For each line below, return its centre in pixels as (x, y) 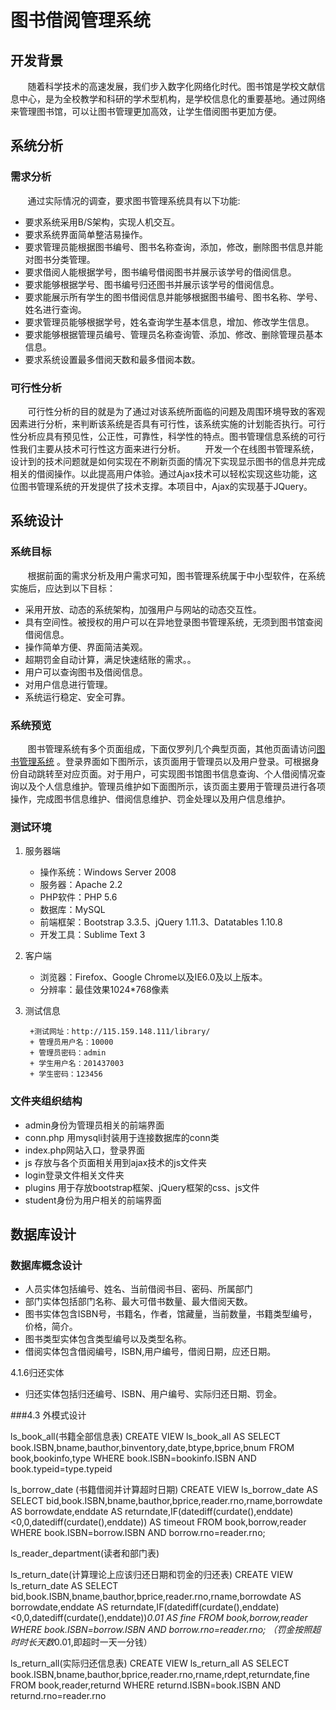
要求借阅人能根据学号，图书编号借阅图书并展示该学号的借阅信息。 (160, 272)
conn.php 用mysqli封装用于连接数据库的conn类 (122, 1137)
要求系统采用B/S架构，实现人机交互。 (102, 222)
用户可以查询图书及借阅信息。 (86, 672)
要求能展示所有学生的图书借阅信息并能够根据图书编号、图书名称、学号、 (173, 297)
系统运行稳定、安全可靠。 (77, 697)
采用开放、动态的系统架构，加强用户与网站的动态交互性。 (143, 609)
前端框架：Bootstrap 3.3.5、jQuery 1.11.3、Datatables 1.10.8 (161, 922)
